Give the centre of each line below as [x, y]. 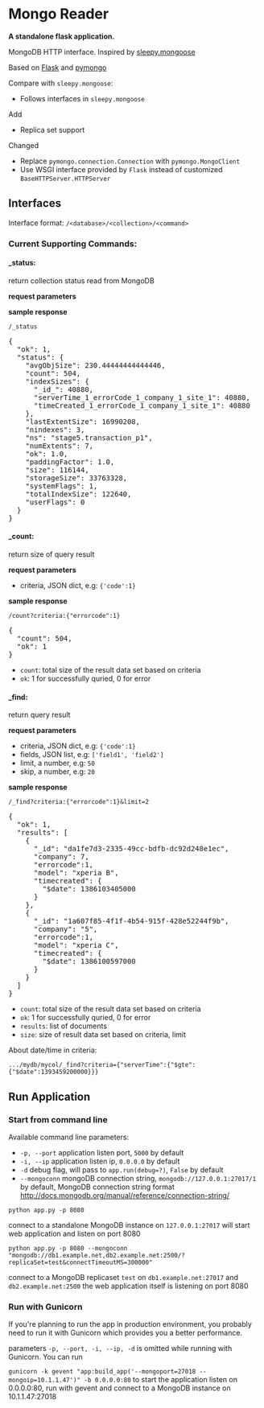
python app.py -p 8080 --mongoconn [68, 1248]
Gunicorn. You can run [45, 1357]
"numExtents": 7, [60, 446]
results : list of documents [63, 1026]
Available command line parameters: [69, 1137]
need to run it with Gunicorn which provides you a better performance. [126, 1333]
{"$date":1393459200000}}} [54, 1072]
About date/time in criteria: [53, 1050]
